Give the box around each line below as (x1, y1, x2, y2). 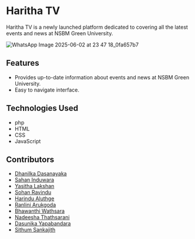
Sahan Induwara (14, 176, 55, 183)
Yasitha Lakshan (14, 183, 55, 190)
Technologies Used (6, 103, 78, 113)
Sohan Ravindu (14, 189, 52, 196)
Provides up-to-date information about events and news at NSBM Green (14, 73, 190, 80)
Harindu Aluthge (14, 195, 55, 202)
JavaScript (14, 137, 41, 144)
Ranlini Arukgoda (14, 201, 56, 208)
